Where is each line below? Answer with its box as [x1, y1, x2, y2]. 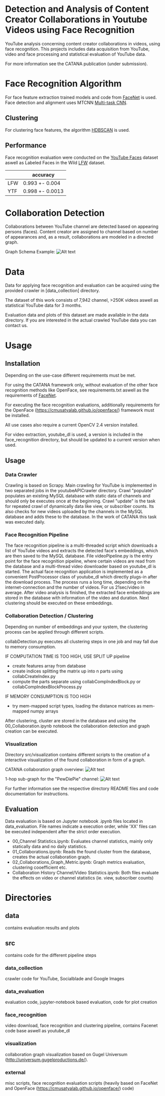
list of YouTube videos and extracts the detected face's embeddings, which [5, 548, 159, 554]
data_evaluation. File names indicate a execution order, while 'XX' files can [5, 823, 157, 829]
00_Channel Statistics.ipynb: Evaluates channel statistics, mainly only [12, 838, 153, 844]
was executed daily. [5, 519, 45, 525]
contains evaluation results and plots [5, 924, 80, 930]
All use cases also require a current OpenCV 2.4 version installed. [5, 422, 139, 428]
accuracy [32, 171, 55, 178]
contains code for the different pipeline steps [5, 952, 97, 958]
